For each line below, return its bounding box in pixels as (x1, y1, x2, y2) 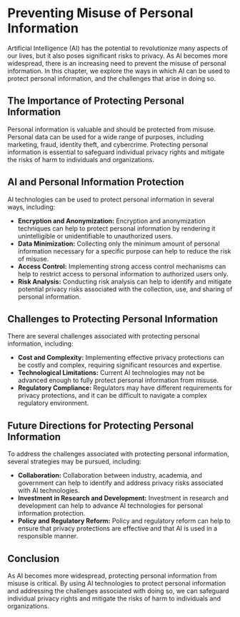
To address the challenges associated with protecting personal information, (7, 450, 230, 458)
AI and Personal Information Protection (7, 176, 184, 189)
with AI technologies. (17, 486, 80, 495)
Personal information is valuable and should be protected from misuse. (7, 125, 216, 134)
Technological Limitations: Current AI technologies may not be (17, 368, 205, 377)
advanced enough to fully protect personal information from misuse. (17, 376, 219, 385)
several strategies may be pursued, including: (7, 457, 141, 466)
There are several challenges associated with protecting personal (7, 332, 200, 341)
